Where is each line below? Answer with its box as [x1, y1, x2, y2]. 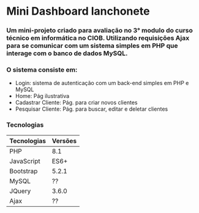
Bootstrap [9, 166, 38, 175]
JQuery [9, 187, 31, 195]
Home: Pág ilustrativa [15, 92, 70, 100]
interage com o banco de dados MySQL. [6, 49, 128, 58]
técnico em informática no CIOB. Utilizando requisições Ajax [6, 34, 190, 42]
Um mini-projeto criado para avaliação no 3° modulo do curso [6, 26, 193, 35]
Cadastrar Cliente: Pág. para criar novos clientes [15, 99, 138, 106]
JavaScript [9, 157, 41, 165]
